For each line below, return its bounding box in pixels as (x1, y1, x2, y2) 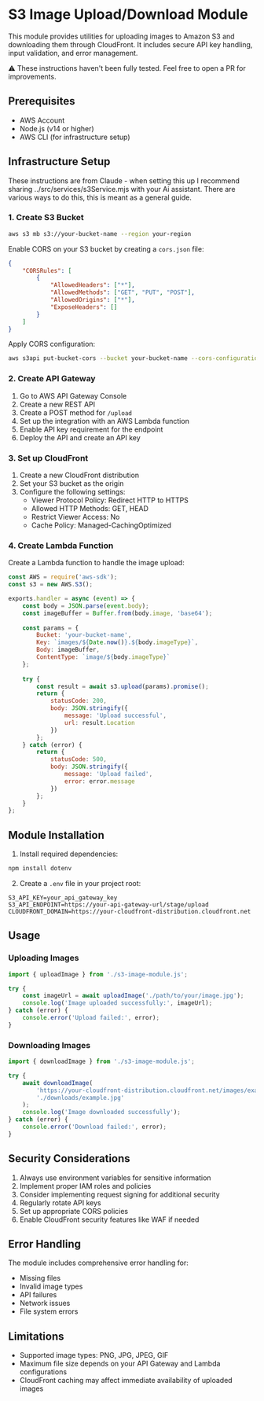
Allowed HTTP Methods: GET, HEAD (31, 503, 149, 513)
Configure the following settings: (19, 487, 126, 496)
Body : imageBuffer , (36, 646, 101, 654)
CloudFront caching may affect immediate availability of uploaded (19, 1376, 233, 1385)
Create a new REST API (19, 399, 96, 409)
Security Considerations (8, 1152, 131, 1165)
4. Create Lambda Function (8, 540, 114, 551)
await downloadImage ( (22, 1079, 93, 1087)
